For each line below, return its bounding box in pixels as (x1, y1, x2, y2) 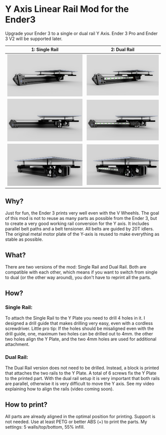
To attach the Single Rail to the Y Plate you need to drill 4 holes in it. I (5, 315, 145, 321)
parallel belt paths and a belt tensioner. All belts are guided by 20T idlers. (5, 226, 154, 232)
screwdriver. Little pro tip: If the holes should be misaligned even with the (5, 326, 154, 331)
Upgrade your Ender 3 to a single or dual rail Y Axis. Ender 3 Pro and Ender (5, 30, 158, 36)
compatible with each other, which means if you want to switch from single (5, 269, 158, 275)
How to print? (5, 400, 48, 409)
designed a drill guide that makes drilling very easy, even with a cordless (5, 320, 153, 326)
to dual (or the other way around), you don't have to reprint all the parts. (5, 274, 152, 280)
